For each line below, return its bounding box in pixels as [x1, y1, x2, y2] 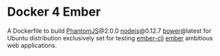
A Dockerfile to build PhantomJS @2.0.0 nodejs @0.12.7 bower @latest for [7, 27, 212, 35]
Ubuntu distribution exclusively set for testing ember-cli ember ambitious [7, 33, 213, 42]
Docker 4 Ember [7, 4, 101, 20]
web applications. [7, 41, 57, 49]
